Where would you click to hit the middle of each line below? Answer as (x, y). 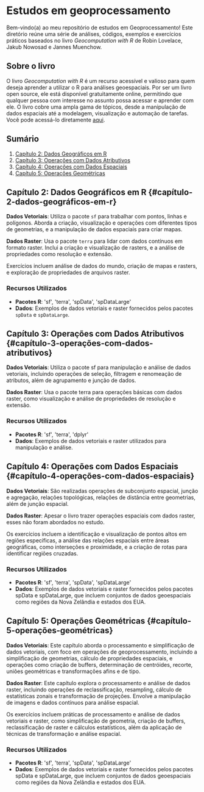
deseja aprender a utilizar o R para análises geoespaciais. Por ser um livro (99, 87)
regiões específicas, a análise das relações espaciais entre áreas (88, 540)
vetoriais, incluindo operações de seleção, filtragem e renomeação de (94, 374)
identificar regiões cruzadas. (42, 553)
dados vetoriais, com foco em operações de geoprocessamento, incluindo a (102, 652)
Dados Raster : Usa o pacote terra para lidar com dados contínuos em (94, 241)
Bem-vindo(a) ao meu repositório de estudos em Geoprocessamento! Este (100, 27)
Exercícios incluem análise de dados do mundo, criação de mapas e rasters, (102, 266)
